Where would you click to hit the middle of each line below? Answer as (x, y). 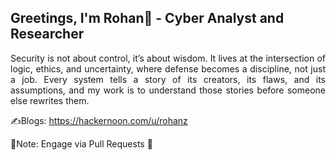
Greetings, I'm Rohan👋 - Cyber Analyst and (147, 18)
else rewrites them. (50, 100)
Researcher (47, 34)
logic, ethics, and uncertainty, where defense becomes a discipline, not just (168, 68)
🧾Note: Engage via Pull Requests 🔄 (81, 143)
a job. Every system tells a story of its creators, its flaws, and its (168, 79)
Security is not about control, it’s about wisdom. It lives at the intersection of (168, 58)
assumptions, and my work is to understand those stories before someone (168, 90)
